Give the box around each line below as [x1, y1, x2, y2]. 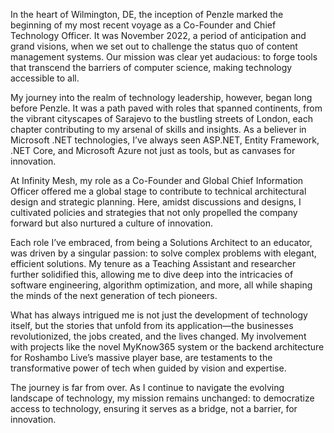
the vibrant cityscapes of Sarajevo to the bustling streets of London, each [10, 113, 313, 124]
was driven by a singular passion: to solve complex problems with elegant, [10, 247, 317, 259]
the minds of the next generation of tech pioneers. [10, 290, 218, 301]
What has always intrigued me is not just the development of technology [10, 309, 308, 321]
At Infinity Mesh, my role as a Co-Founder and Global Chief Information [10, 175, 304, 186]
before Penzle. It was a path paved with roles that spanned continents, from [10, 102, 323, 114]
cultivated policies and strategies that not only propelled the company [10, 207, 298, 218]
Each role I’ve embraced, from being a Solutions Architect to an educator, [10, 237, 313, 248]
